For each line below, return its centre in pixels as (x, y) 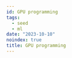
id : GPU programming (32, 12)
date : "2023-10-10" (31, 34)
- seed (20, 23)
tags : (13, 18)
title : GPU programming (36, 46)
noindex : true (24, 40)
